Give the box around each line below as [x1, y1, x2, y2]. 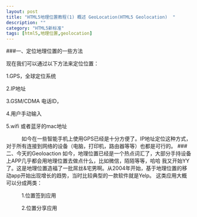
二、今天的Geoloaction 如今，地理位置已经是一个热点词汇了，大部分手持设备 [6, 150, 192, 157]
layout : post [6, 8, 38, 15]
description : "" [6, 19, 46, 25]
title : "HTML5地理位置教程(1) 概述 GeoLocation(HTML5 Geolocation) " [6, 14, 176, 20]
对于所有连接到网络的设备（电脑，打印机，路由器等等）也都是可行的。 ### [6, 143, 188, 150]
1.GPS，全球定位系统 [6, 73, 56, 80]
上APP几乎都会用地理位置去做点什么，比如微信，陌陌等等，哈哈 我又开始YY [6, 157, 190, 165]
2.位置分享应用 [21, 205, 58, 212]
